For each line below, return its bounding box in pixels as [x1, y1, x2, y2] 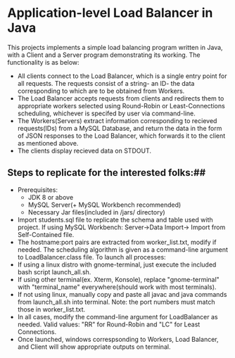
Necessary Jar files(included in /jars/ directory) [27, 207, 165, 216]
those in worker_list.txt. [17, 305, 86, 314]
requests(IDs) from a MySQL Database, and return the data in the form [17, 124, 222, 132]
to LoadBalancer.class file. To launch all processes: [17, 252, 167, 261]
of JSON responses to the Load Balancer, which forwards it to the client [17, 132, 226, 140]
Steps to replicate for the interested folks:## [7, 167, 206, 179]
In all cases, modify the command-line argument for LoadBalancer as [17, 312, 218, 321]
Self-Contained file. [17, 230, 75, 238]
